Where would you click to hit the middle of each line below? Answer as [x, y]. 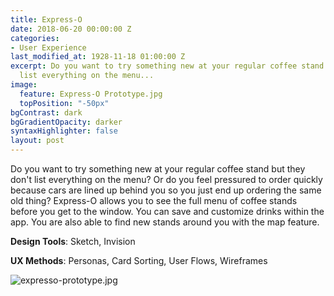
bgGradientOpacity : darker [66, 122]
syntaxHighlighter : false [64, 131]
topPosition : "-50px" [64, 103]
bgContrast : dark [46, 112]
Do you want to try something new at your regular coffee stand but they [158, 169]
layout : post [37, 141]
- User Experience [48, 47]
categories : [35, 38]
